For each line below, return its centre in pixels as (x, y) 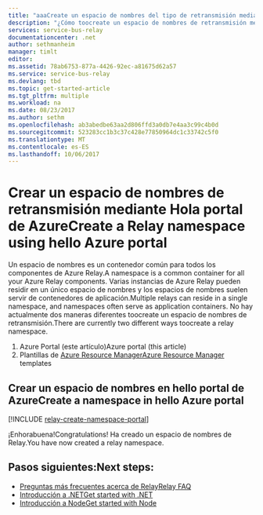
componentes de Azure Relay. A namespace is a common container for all (126, 273)
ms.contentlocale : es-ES (49, 147)
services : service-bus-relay (56, 30)
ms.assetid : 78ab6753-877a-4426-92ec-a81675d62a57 (92, 67)
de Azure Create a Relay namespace (127, 226)
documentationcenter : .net (52, 37)
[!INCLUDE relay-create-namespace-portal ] (79, 419)
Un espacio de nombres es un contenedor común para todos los (112, 265)
